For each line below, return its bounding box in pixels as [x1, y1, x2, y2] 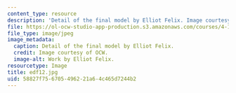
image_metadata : [7, 36, 55, 43]
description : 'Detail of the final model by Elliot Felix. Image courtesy [7, 17, 231, 24]
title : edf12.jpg [7, 69, 58, 76]
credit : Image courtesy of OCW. [13, 50, 109, 57]
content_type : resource [7, 10, 77, 17]
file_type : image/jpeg [7, 29, 74, 37]
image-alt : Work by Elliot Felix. [13, 56, 114, 63]
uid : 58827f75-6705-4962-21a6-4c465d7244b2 [7, 75, 137, 83]
